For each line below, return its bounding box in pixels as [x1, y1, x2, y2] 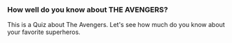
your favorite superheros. [7, 28, 81, 36]
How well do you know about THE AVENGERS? [7, 5, 168, 15]
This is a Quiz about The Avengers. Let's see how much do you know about [7, 21, 226, 29]
